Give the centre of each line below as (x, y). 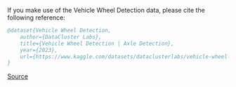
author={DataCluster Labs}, (61, 37)
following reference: (36, 18)
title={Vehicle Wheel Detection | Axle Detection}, (97, 43)
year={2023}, (39, 50)
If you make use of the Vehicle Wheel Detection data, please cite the (106, 10)
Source (18, 76)
